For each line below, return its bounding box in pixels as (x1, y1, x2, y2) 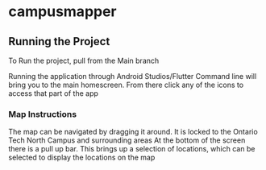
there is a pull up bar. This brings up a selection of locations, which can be (8, 144, 256, 154)
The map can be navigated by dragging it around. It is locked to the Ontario (8, 127, 258, 137)
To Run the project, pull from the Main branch (8, 56, 160, 65)
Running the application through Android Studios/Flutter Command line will (8, 72, 257, 81)
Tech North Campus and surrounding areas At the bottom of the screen (8, 135, 246, 145)
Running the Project (8, 35, 110, 48)
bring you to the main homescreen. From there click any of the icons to (8, 80, 244, 89)
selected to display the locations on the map (8, 152, 156, 163)
